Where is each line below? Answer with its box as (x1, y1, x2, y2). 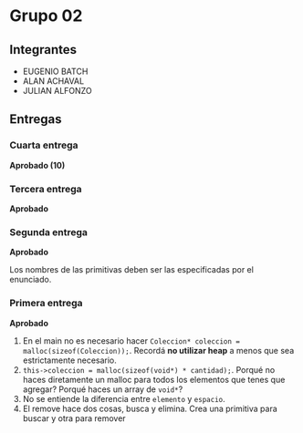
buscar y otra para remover (22, 412, 126, 424)
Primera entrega (9, 297, 84, 310)
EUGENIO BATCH (22, 66, 89, 77)
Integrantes (9, 42, 78, 57)
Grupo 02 (9, 5, 83, 26)
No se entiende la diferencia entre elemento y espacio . (22, 393, 225, 404)
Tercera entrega (9, 182, 82, 195)
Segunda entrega (9, 225, 89, 238)
